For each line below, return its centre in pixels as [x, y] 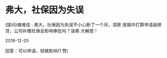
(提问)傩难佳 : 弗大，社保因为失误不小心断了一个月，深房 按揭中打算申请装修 [83, 25]
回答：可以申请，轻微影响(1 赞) [37, 51]
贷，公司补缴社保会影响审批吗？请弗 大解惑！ [52, 30]
